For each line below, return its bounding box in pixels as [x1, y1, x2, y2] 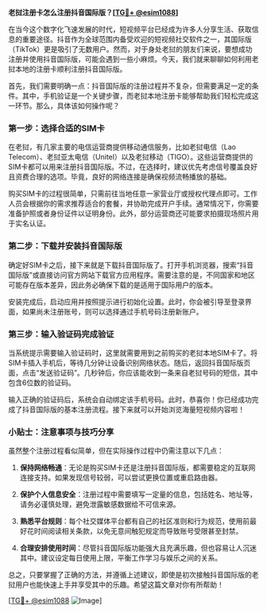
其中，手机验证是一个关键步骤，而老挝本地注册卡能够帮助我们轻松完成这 [21, 91, 259, 100]
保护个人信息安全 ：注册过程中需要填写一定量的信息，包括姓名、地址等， [19, 490, 257, 499]
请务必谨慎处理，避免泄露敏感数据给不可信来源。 [19, 499, 180, 509]
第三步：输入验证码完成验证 [8, 329, 114, 340]
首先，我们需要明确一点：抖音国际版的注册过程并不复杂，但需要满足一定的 [8, 81, 252, 91]
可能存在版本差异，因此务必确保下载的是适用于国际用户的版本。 [8, 280, 217, 289]
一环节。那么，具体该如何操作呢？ [8, 101, 120, 110]
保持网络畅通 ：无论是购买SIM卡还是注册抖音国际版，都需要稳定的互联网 [19, 463, 256, 472]
